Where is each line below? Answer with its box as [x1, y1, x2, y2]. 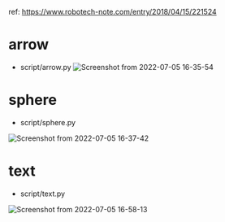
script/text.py [19, 189, 66, 198]
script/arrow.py [19, 62, 71, 72]
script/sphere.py [19, 117, 76, 127]
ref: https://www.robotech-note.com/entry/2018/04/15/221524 [8, 7, 217, 16]
